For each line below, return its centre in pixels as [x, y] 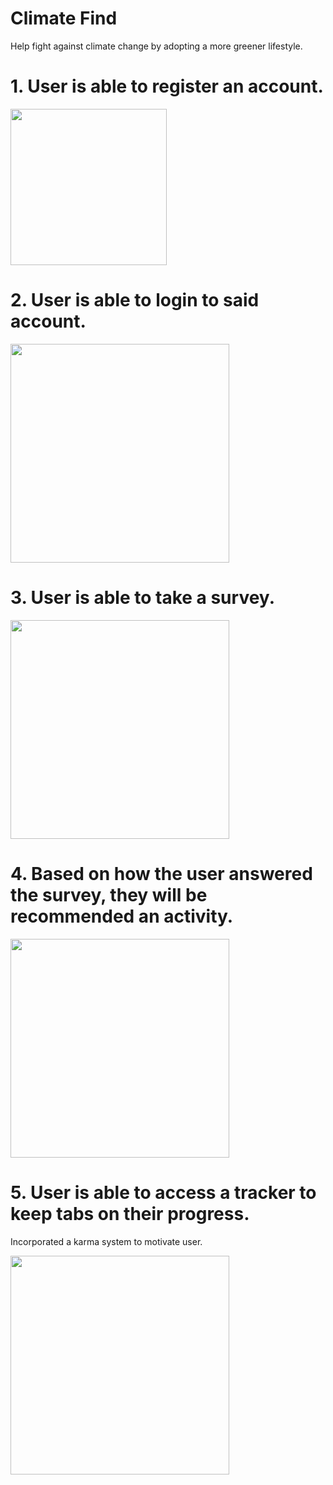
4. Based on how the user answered [161, 873]
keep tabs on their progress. [130, 1213]
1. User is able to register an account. [167, 86]
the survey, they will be [109, 894]
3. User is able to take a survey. [142, 598]
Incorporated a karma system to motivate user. [106, 1241]
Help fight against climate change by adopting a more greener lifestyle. [156, 46]
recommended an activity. [122, 916]
